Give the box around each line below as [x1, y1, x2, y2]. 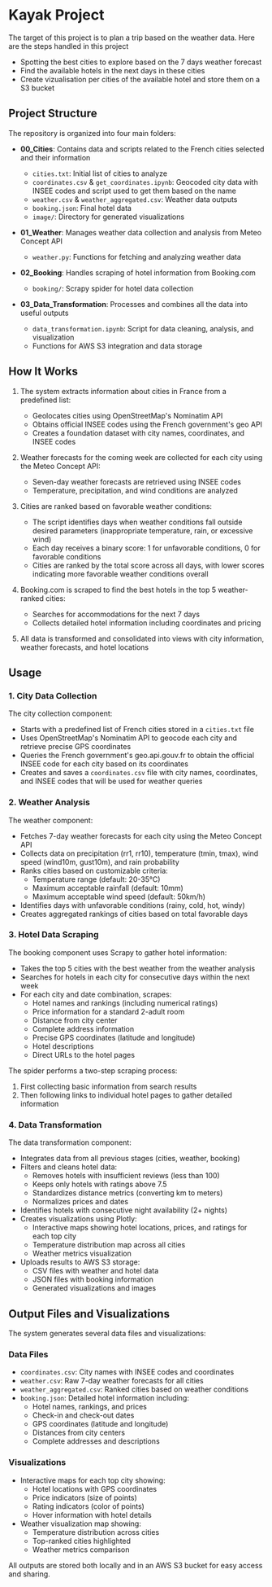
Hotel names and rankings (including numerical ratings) [32, 997, 218, 1007]
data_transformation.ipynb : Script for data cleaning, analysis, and [32, 323, 254, 333]
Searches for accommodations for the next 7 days [32, 609, 201, 619]
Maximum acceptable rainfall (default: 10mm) [32, 883, 184, 892]
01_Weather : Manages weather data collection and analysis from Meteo [19, 227, 262, 237]
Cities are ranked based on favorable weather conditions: [19, 501, 213, 511]
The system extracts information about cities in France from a [19, 386, 227, 396]
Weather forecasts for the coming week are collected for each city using [19, 452, 263, 462]
